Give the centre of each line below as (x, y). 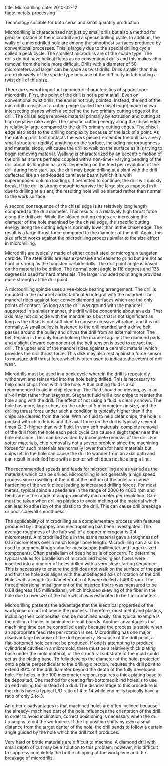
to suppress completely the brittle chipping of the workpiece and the (76, 753)
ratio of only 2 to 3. (25, 696)
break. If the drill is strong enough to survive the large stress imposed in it (81, 186)
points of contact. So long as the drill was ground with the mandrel (74, 305)
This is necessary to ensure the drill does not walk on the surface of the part (84, 569)
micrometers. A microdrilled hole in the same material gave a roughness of (82, 537)
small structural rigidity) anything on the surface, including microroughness (83, 143)
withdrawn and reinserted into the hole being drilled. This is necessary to (80, 379)
